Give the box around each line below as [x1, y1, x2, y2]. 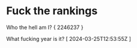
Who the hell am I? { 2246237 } [6, 24, 84, 31]
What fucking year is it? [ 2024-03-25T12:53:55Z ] [6, 35, 131, 42]
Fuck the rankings [6, 4, 98, 18]
